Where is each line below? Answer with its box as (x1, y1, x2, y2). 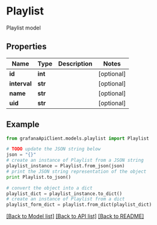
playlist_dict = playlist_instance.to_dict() (6, 191, 122, 197)
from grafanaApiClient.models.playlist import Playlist (6, 135, 149, 141)
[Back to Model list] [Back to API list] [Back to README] (6, 212, 144, 220)
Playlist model (6, 24, 41, 31)
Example (6, 119, 40, 130)
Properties (6, 42, 47, 52)
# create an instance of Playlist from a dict (6, 196, 125, 202)
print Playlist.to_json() (6, 174, 71, 180)
